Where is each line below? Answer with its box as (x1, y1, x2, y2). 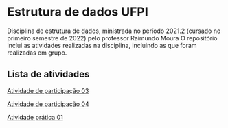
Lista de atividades (7, 68, 90, 80)
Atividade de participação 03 (7, 86, 89, 94)
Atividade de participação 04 (7, 100, 89, 108)
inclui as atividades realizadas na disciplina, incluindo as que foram (7, 41, 197, 49)
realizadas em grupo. (7, 49, 67, 57)
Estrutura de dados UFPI (7, 4, 149, 20)
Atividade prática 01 (7, 113, 63, 121)
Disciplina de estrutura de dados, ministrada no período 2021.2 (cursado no (7, 27, 221, 35)
